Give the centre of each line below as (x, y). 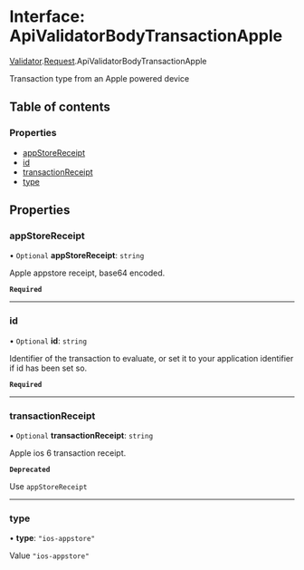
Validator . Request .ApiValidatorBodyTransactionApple (108, 61)
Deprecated (30, 469)
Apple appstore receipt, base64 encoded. (87, 273)
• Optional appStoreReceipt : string (77, 256)
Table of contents (60, 107)
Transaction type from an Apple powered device (100, 78)
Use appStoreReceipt (48, 486)
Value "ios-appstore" (49, 556)
